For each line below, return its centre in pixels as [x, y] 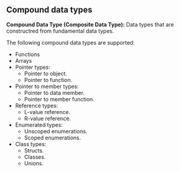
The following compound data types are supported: [71, 42]
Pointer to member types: [47, 86]
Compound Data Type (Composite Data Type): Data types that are [90, 24]
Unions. [34, 163]
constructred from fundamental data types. [60, 31]
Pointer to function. [48, 80]
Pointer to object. [46, 73]
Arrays [23, 60]
